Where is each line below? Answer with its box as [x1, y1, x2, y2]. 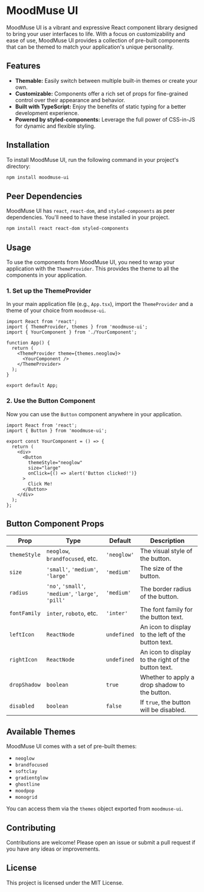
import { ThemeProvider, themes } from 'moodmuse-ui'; [6, 324, 148, 330]
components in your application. [6, 271, 87, 279]
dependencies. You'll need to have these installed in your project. [6, 214, 170, 221]
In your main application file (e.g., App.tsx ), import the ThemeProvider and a [6, 301, 193, 308]
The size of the [140, 564, 183, 573]
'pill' [46, 597, 66, 604]
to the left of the [140, 630, 186, 639]
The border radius [140, 585, 192, 593]
